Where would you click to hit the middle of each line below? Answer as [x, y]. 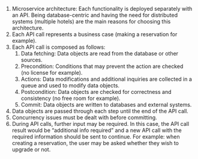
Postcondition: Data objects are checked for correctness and [96, 92]
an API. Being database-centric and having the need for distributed [95, 15]
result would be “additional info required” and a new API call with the [97, 130]
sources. [32, 60]
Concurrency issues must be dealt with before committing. [84, 117]
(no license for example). [52, 73]
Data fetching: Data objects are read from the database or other [100, 53]
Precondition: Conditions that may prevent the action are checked [102, 66]
